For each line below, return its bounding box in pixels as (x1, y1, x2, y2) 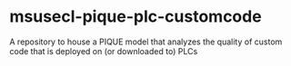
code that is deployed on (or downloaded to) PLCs (9, 45, 198, 56)
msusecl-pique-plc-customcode (9, 6, 262, 27)
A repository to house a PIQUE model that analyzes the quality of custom (9, 36, 283, 47)
